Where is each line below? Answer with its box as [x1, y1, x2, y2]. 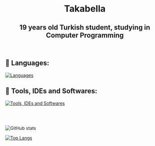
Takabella [64, 3, 106, 15]
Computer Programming [45, 31, 124, 39]
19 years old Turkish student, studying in [19, 23, 150, 32]
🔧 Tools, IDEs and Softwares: [5, 87, 97, 96]
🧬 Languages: [5, 59, 49, 67]
